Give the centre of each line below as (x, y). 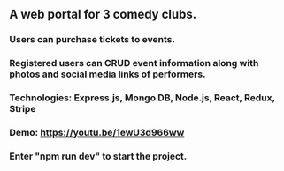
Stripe (23, 109)
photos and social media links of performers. (107, 74)
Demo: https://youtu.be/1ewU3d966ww (97, 133)
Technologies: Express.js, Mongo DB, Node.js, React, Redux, (142, 98)
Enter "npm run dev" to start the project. (98, 156)
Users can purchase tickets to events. (92, 40)
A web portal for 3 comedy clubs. (103, 15)
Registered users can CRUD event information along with (134, 63)
